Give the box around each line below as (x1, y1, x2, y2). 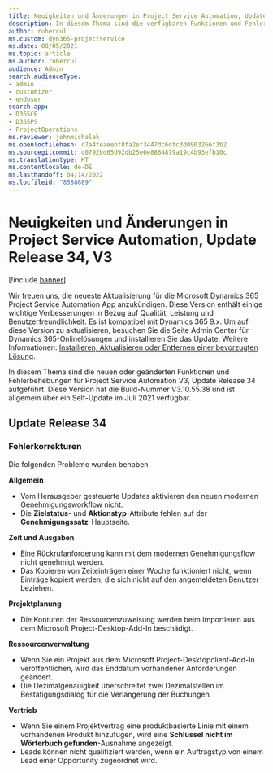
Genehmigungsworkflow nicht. (19, 500, 123, 509)
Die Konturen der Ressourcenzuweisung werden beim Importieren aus (19, 614, 256, 624)
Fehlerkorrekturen (8, 441, 82, 452)
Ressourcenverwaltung (8, 639, 89, 649)
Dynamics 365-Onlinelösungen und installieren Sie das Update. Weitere (8, 334, 249, 343)
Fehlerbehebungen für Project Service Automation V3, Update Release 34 (8, 375, 256, 385)
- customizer (8, 87, 53, 96)
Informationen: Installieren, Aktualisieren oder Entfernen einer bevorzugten (8, 343, 258, 352)
